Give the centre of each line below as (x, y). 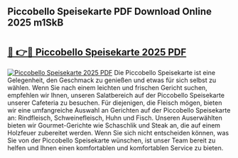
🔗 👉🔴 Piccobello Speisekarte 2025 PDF (97, 52)
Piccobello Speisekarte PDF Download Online (109, 12)
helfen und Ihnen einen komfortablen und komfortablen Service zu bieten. (115, 148)
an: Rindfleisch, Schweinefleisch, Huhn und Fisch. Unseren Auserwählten (115, 118)
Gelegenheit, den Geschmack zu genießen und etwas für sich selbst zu (112, 80)
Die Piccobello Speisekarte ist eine (164, 73)
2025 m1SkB (36, 23)
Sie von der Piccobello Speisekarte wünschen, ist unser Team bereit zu (112, 140)
